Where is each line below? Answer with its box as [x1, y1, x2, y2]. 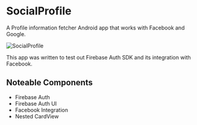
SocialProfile [6, 4, 72, 18]
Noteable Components [6, 78, 93, 88]
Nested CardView [14, 112, 59, 120]
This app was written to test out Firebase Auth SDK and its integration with [6, 53, 191, 61]
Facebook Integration [14, 106, 68, 114]
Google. [6, 30, 26, 37]
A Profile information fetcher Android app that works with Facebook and [6, 24, 185, 31]
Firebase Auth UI [14, 100, 57, 107]
